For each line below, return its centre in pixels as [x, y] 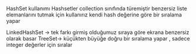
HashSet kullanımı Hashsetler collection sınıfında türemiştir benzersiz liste [97, 9]
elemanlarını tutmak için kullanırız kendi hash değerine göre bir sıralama [94, 15]
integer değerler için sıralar [39, 45]
